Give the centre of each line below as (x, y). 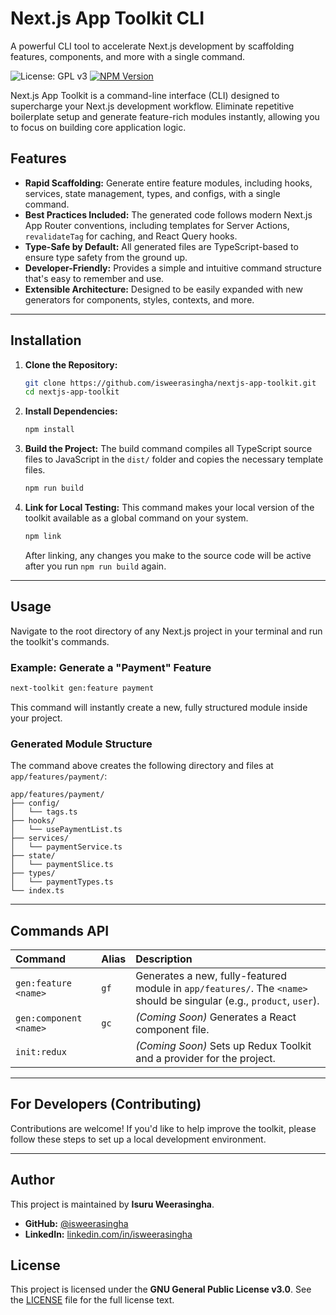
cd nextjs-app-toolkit (72, 392)
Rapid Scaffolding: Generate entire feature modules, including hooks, (168, 183)
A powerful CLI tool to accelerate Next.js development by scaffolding (152, 46)
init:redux (41, 1052)
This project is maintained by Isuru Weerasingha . (112, 1204)
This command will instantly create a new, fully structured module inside (159, 707)
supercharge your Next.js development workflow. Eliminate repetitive (152, 106)
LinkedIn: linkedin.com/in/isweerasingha (108, 1234)
